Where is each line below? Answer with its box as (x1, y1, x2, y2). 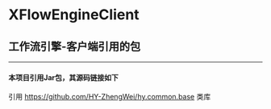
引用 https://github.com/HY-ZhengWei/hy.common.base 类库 (8, 92, 211, 102)
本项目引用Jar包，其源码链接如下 (8, 72, 119, 82)
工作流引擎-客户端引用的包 (8, 39, 141, 53)
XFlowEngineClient (8, 6, 140, 24)
